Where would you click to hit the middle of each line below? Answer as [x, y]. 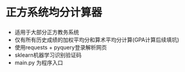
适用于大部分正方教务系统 [47, 32]
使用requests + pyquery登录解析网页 [61, 48]
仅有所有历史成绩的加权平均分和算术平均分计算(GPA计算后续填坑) [97, 40]
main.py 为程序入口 [39, 63]
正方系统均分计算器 [54, 13]
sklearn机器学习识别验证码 [48, 55]
